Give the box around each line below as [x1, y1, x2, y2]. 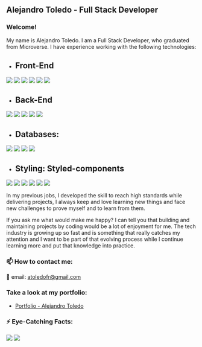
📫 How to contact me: [6, 257, 74, 266]
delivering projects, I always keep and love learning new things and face [6, 198, 186, 205]
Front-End [14, 60, 54, 71]
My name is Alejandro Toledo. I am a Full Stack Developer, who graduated [6, 36, 190, 44]
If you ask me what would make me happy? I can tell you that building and [6, 216, 190, 223]
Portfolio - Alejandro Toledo [14, 302, 84, 310]
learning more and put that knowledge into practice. [6, 241, 136, 249]
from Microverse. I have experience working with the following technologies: [6, 43, 197, 50]
